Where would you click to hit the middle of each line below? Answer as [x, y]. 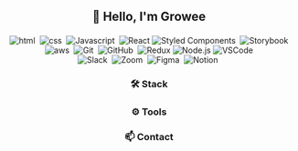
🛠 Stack [149, 85]
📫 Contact [149, 137]
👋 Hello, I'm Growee [149, 17]
